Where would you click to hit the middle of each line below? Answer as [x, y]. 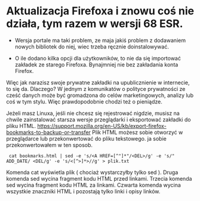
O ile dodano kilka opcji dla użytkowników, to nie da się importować [98, 58]
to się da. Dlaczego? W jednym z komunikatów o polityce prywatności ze [96, 89]
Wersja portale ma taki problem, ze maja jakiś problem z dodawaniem [100, 40]
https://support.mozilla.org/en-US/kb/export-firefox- [102, 126]
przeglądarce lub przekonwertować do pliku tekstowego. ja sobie [87, 138]
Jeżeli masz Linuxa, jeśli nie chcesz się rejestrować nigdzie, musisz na [93, 113]
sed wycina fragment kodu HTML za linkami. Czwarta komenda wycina [93, 185]
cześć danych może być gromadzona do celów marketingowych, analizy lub [100, 95]
